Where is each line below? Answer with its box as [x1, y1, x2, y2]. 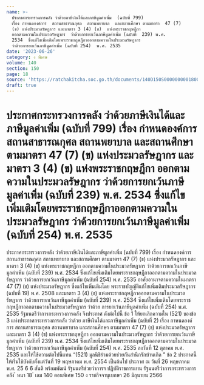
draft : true [6, 83, 36, 89]
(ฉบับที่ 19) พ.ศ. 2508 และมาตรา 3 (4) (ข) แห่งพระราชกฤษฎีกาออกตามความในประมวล [6, 289, 186, 296]
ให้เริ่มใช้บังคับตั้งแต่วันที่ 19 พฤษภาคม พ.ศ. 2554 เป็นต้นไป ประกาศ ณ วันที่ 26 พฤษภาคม [6, 358, 190, 365]
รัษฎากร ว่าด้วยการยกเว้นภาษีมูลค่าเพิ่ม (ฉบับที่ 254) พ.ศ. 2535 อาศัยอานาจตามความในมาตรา [6, 276, 196, 283]
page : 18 [6, 71, 29, 77]
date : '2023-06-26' [6, 49, 56, 55]
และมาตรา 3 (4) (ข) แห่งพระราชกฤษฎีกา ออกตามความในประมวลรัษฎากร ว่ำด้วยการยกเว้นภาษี [6, 330, 195, 338]
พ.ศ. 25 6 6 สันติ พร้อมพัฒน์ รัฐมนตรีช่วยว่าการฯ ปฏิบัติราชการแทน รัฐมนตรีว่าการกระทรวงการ [6, 364, 196, 372]
